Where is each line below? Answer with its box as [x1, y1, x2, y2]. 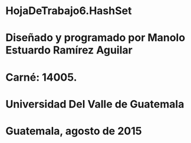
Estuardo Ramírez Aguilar [5, 44, 133, 57]
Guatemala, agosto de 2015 [5, 124, 142, 138]
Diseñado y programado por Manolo [5, 31, 186, 45]
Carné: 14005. [5, 71, 77, 84]
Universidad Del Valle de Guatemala [5, 97, 185, 111]
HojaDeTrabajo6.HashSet [5, 4, 132, 18]
